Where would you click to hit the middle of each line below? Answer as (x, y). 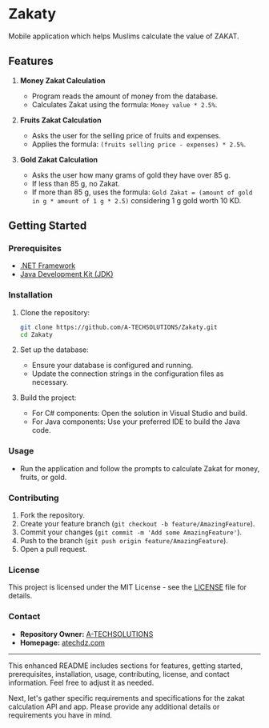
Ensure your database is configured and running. (112, 366)
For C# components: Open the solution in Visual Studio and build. (140, 414)
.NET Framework (48, 266)
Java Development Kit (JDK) (66, 274)
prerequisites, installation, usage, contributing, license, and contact (119, 674)
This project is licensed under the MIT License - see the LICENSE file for (127, 587)
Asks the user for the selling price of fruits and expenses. (126, 135)
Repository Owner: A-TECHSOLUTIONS (86, 634)
